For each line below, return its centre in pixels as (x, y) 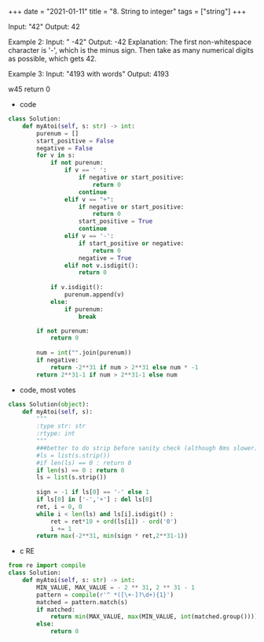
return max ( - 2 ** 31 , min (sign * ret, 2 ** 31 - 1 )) (112, 536)
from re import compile (47, 566)
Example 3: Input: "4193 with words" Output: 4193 (89, 74)
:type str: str (61, 426)
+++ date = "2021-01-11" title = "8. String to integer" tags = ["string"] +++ (127, 11)
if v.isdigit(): (77, 288)
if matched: (56, 610)
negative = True (105, 258)
